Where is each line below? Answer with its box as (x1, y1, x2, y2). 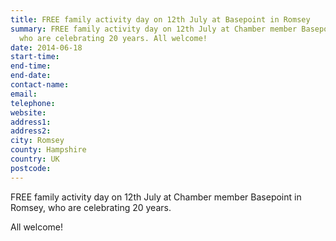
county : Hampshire (10, 145, 87, 155)
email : (10, 89, 38, 99)
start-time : (10, 52, 60, 62)
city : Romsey (10, 136, 65, 146)
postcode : (10, 163, 52, 173)
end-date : (10, 71, 52, 81)
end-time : (10, 61, 52, 71)
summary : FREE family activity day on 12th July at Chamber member (10, 24, 298, 34)
